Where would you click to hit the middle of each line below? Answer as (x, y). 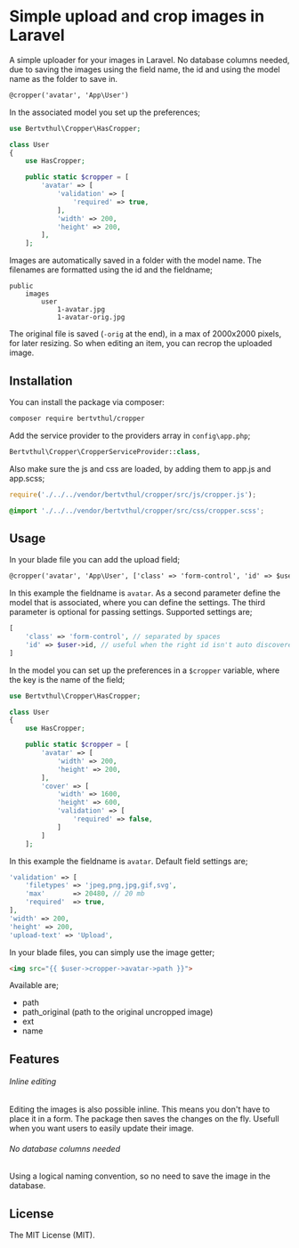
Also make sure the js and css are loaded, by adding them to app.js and (140, 468)
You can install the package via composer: (87, 402)
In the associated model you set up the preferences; (105, 112)
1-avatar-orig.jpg (91, 318)
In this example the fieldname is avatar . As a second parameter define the (145, 593)
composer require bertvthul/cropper (77, 418)
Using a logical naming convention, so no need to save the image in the (140, 1176)
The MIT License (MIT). (52, 1236)
